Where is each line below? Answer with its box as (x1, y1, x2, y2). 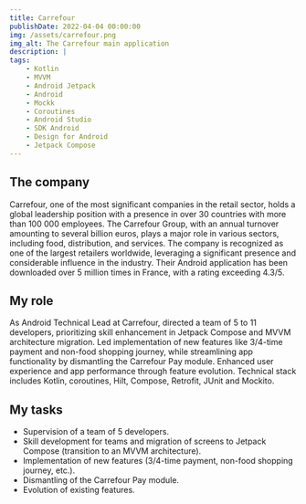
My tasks (9, 402, 64, 417)
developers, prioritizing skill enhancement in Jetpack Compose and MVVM (9, 327, 291, 338)
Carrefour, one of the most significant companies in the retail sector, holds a (9, 198, 296, 210)
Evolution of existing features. (22, 485, 135, 496)
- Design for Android (26, 132, 108, 142)
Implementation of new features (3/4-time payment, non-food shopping (22, 456, 294, 467)
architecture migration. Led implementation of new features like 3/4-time (9, 337, 283, 348)
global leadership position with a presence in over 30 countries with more (9, 208, 287, 219)
